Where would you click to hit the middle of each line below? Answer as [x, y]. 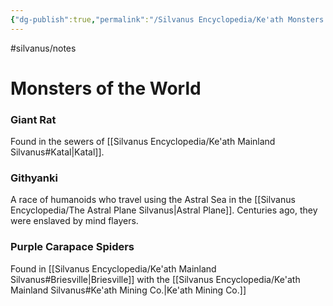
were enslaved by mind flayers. [74, 221]
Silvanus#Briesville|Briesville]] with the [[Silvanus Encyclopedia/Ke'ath [155, 279]
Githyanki [34, 178]
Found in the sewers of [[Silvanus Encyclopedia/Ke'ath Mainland [143, 142]
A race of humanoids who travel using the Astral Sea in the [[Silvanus [153, 200]
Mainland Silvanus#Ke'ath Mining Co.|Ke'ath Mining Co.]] [128, 290]
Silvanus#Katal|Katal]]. [57, 152]
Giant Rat [33, 119]
